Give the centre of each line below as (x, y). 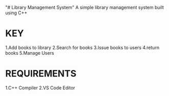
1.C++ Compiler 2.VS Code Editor (40, 88)
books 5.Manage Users (30, 53)
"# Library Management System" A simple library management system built (85, 7)
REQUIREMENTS (41, 74)
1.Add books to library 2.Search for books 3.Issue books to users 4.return (82, 47)
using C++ (16, 13)
